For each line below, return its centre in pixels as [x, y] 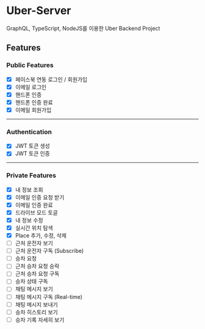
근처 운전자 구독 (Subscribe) [49, 251]
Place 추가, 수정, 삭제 [41, 236]
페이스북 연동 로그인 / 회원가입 [51, 79]
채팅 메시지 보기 [34, 289]
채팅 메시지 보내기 [36, 304]
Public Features [30, 65]
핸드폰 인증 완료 [34, 102]
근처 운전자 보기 [34, 243]
